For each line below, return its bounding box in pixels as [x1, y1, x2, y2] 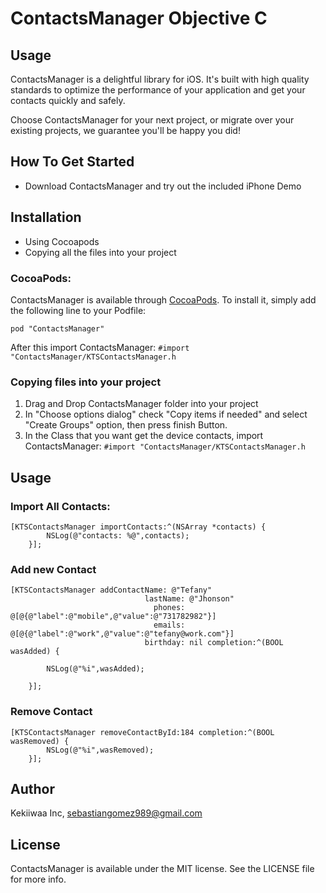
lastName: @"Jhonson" [144, 594, 235, 604]
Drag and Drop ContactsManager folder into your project [24, 398, 259, 410]
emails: [153, 620, 186, 631]
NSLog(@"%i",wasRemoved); [46, 745, 155, 755]
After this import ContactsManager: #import [10, 341, 190, 353]
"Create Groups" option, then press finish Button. [24, 419, 228, 431]
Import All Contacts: [10, 499, 111, 513]
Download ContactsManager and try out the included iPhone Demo [24, 180, 302, 192]
